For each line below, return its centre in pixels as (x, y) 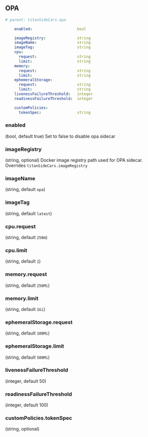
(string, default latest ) (29, 213)
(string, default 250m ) (26, 238)
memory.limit (22, 298)
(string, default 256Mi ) (28, 285)
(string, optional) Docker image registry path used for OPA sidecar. (74, 160)
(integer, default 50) (26, 381)
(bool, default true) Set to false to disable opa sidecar (60, 136)
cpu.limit (16, 250)
